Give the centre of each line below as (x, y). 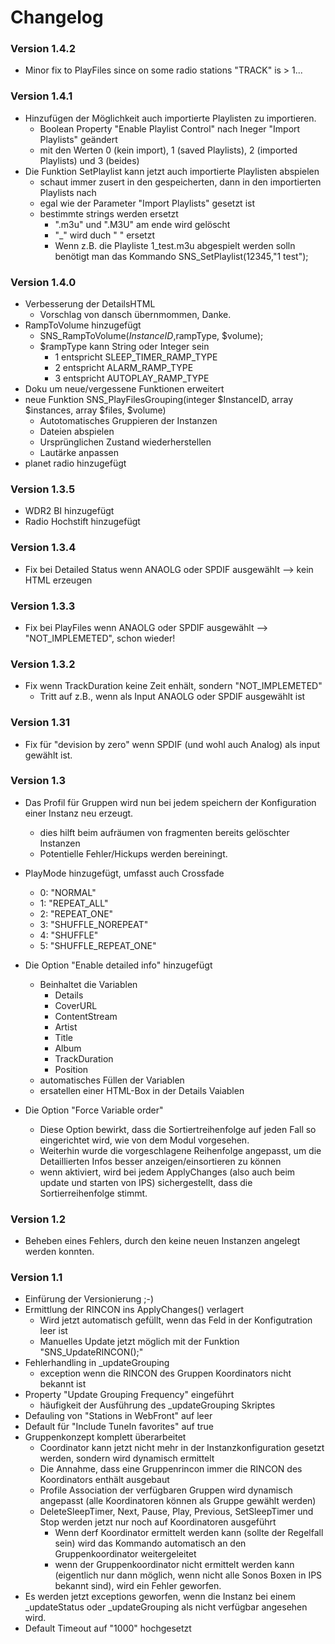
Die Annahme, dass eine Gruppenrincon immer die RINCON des (171, 1469)
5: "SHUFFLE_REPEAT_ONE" (98, 945)
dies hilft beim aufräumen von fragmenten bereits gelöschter (164, 832)
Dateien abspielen (77, 432)
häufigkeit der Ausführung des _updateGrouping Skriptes (157, 1405)
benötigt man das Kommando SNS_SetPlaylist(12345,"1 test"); (181, 256)
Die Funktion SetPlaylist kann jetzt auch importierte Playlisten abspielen (172, 171)
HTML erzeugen (58, 580)
